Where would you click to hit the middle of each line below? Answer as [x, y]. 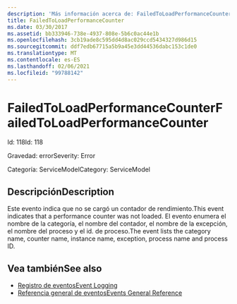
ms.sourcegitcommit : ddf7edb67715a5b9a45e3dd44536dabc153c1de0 [102, 47]
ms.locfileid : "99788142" [45, 73]
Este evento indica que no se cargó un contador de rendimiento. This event [116, 209]
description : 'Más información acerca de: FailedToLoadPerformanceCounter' [121, 14]
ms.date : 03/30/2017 [38, 27]
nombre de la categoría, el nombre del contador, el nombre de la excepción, [117, 224]
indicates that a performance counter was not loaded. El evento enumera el [117, 217]
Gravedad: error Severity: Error [51, 156]
